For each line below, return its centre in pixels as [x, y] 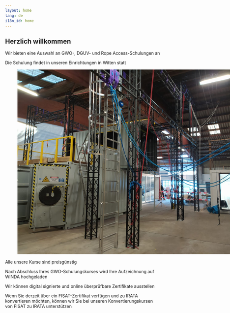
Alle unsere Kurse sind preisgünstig [41, 262]
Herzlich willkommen [38, 41]
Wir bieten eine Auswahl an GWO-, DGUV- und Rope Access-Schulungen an [83, 53]
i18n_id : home [20, 21]
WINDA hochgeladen [26, 277]
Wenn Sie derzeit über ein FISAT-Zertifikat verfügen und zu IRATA [72, 296]
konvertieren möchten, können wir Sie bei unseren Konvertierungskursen [79, 301]
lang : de [14, 16]
